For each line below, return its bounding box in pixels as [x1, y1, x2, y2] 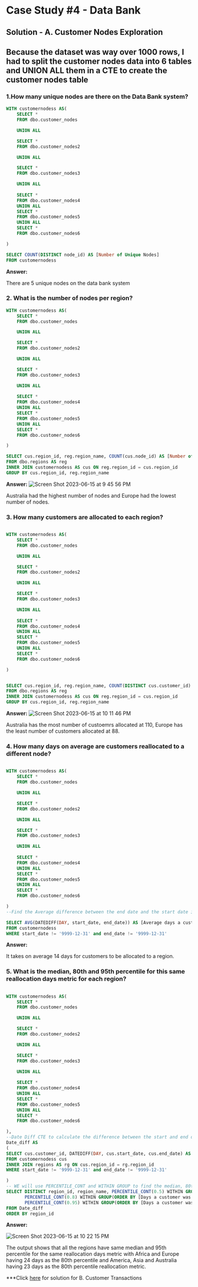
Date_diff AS [6, 1140, 38, 1146]
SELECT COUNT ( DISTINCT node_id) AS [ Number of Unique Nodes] [6, 251, 160, 257]
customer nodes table [6, 74, 88, 84]
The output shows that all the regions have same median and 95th [6, 1244, 167, 1252]
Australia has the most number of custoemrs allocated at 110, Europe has [6, 721, 183, 729]
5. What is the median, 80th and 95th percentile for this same [6, 968, 186, 976]
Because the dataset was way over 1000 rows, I [6, 47, 184, 57]
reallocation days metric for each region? [6, 975, 127, 983]
